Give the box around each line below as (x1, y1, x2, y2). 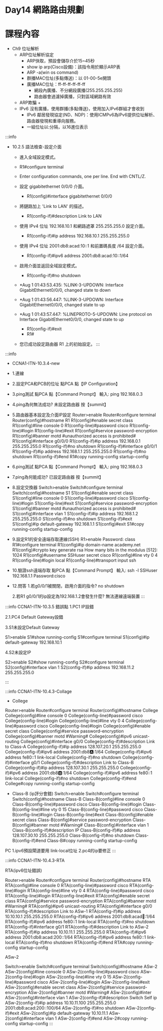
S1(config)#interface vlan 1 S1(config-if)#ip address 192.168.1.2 (12, 511, 138, 517)
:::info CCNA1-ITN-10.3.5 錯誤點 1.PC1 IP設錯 (5, 604, 94, 610)
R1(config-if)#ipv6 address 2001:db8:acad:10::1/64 (26, 253, 129, 259)
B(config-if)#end (12, 838, 46, 844)
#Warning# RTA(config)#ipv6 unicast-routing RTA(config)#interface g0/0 (5, 903, 152, 909)
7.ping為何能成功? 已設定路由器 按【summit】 (12, 474, 104, 480)
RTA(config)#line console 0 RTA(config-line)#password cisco (5, 883, 128, 889)
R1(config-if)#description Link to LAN (26, 213, 102, 219)
